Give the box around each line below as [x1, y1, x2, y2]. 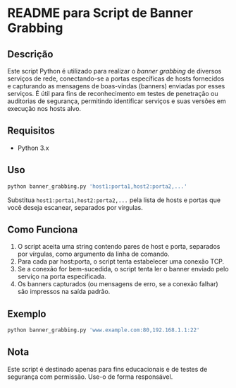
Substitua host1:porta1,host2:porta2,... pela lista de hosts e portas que [7, 196, 221, 204]
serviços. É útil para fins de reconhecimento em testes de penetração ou [7, 90, 218, 98]
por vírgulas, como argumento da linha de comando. [17, 249, 170, 259]
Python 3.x [17, 143, 49, 152]
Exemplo [7, 307, 46, 319]
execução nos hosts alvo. [7, 105, 82, 112]
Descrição [7, 48, 54, 60]
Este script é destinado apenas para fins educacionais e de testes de [7, 365, 208, 373]
